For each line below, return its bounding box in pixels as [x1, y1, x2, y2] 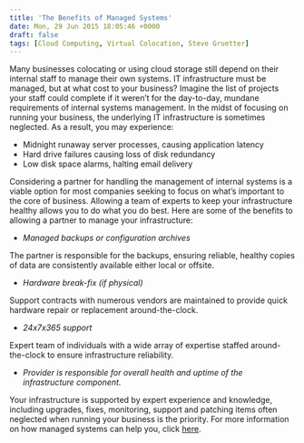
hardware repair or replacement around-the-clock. [9, 305, 199, 316]
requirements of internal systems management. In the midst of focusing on [9, 102, 289, 114]
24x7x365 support [22, 322, 93, 333]
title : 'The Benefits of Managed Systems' [9, 13, 172, 23]
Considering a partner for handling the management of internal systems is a [9, 176, 293, 187]
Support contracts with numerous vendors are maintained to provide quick [9, 295, 289, 306]
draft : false [9, 30, 59, 39]
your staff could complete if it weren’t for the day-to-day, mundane [9, 93, 260, 104]
